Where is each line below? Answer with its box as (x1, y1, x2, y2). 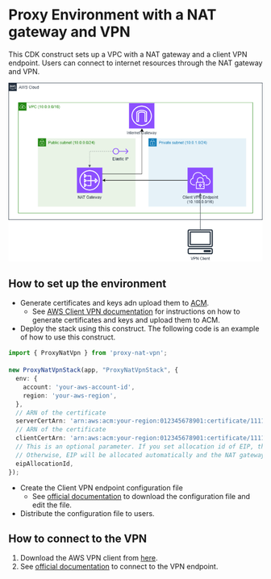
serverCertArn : (15, 417, 67, 425)
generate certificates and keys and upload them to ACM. (31, 315, 220, 325)
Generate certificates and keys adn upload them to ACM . (19, 298, 210, 308)
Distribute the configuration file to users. (19, 508, 155, 518)
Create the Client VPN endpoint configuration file (19, 482, 183, 493)
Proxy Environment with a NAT (8, 6, 217, 24)
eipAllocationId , (15, 460, 74, 468)
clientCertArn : (15, 434, 67, 443)
